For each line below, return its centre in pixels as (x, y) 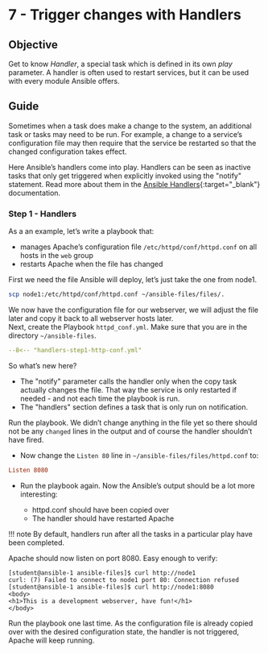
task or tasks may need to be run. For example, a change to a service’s (126, 134)
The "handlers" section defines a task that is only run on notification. (134, 407)
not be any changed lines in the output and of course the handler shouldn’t (130, 431)
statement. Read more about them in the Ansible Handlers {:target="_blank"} (134, 184)
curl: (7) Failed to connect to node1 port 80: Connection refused (124, 580)
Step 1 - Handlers (43, 214)
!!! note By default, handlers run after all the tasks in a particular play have (131, 534)
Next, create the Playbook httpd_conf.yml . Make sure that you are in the (128, 326)
